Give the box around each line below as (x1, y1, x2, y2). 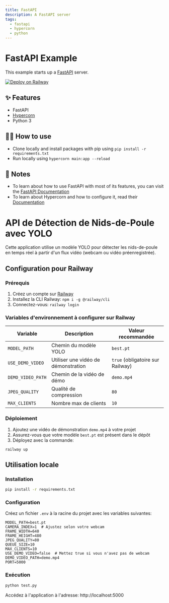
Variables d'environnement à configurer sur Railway (5, 314, 135, 321)
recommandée (119, 333, 154, 341)
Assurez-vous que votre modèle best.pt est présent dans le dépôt (12, 432, 150, 438)
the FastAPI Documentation (12, 188, 69, 194)
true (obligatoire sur (111, 356, 159, 363)
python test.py (5, 583, 37, 588)
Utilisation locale (5, 460, 59, 469)
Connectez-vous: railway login (12, 302, 79, 307)
